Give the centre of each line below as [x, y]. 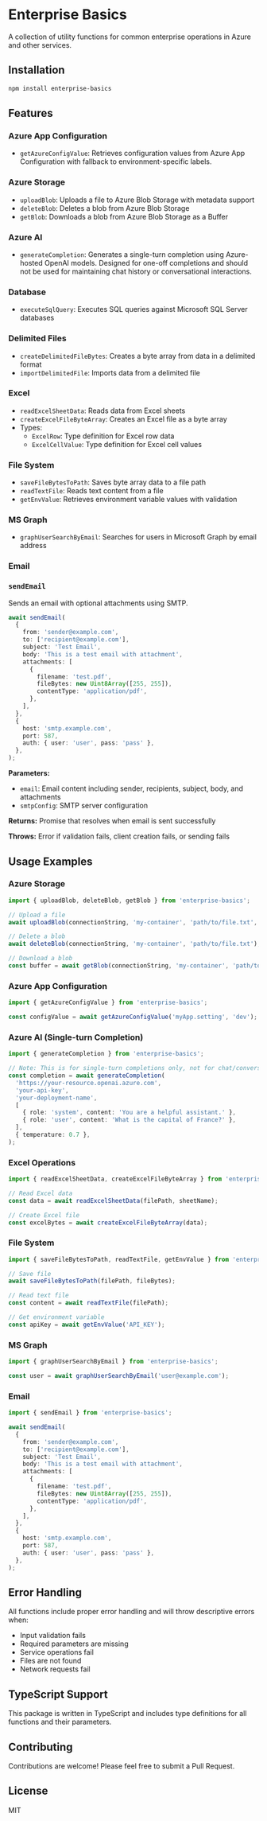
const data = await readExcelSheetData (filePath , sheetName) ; [113, 1200]
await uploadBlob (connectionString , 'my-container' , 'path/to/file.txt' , [133, 922]
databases [37, 318]
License [28, 1791]
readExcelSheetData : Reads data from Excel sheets [103, 411]
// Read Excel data [41, 1193]
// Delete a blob [37, 936]
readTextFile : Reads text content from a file [92, 491]
